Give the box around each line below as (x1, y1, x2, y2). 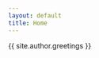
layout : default (8, 11, 62, 20)
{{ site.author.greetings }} (8, 41, 92, 50)
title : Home (8, 19, 48, 27)
